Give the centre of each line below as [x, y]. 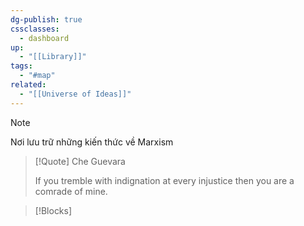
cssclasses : [35, 29]
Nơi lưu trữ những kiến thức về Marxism [92, 142]
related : [28, 85]
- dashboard [44, 38]
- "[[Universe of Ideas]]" [75, 94]
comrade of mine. [71, 191]
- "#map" [37, 76]
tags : [21, 66]
